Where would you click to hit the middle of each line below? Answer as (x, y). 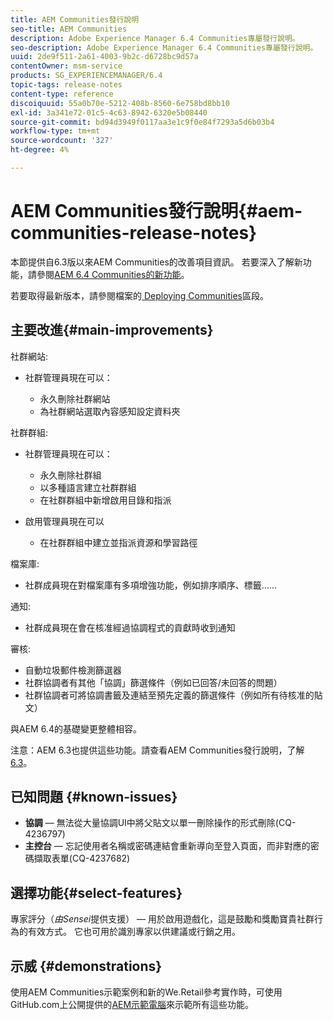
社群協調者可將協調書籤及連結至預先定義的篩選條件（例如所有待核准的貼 (173, 695)
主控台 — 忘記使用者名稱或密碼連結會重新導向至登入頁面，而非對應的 (167, 846)
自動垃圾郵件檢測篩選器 (73, 670)
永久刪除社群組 (70, 475)
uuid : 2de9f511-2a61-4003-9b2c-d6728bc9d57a (104, 57)
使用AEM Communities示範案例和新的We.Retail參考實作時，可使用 (146, 992)
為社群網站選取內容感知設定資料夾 (110, 411)
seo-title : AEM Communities (69, 29)
